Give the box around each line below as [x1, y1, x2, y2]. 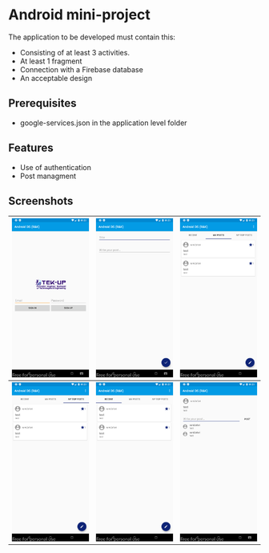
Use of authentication [19, 162, 92, 172]
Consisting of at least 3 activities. [19, 47, 130, 57]
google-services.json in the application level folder [19, 118, 187, 128]
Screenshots [8, 194, 74, 208]
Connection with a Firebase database [19, 64, 144, 74]
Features [8, 141, 54, 155]
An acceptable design [19, 73, 93, 83]
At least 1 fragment [19, 56, 82, 66]
